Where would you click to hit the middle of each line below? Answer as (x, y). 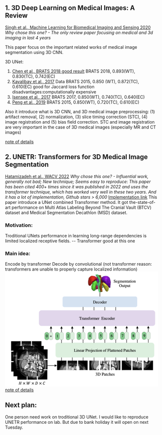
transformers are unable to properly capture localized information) (71, 269)
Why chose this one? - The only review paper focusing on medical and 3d (79, 32)
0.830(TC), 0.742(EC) (34, 76)
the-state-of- (142, 202)
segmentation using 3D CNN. (34, 52)
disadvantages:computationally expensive (54, 91)
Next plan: (21, 405)
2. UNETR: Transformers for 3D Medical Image (76, 157)
